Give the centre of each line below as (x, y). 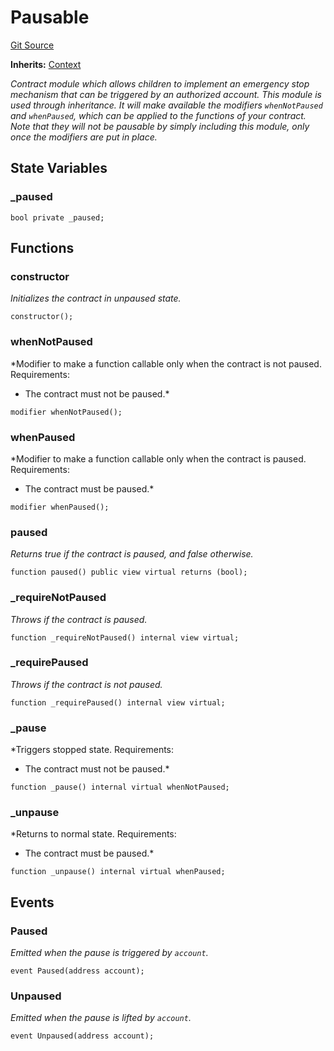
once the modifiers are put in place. (84, 137)
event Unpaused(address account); (82, 1036)
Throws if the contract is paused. (79, 619)
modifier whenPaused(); (60, 507)
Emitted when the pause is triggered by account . (109, 953)
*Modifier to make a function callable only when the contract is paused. (158, 458)
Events (32, 902)
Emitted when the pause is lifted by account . (101, 1018)
